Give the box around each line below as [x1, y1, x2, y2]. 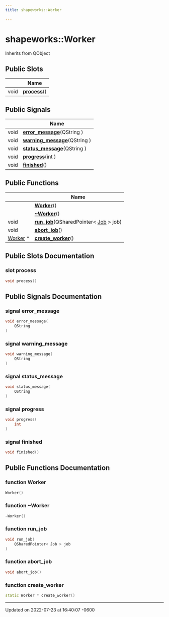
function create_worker [5, 581, 64, 588]
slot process [5, 267, 36, 274]
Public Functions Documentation [5, 464, 110, 472]
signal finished [5, 438, 43, 445]
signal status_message [5, 373, 63, 380]
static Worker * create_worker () [5, 593, 75, 598]
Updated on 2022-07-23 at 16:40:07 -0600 [5, 606, 95, 612]
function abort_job [5, 558, 52, 565]
